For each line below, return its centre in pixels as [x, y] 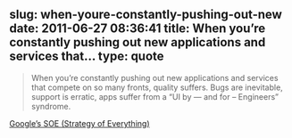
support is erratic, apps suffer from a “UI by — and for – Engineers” [155, 96]
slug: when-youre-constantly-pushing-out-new [146, 15]
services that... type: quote [87, 57]
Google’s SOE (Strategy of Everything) [79, 123]
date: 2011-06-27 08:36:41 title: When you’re [138, 29]
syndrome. [51, 106]
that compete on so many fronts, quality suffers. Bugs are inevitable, [157, 87]
